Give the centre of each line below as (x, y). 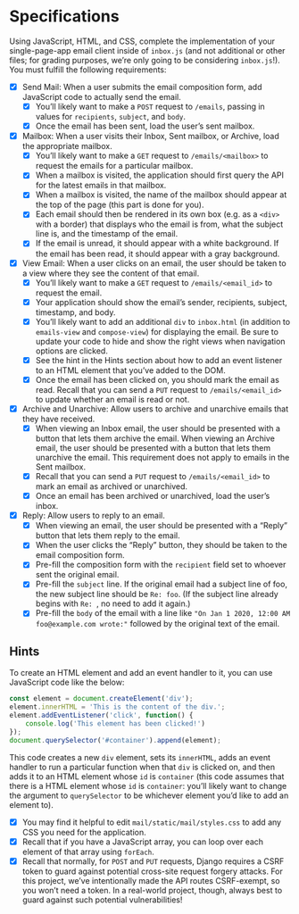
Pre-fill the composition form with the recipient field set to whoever (161, 565)
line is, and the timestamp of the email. (107, 234)
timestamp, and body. (75, 312)
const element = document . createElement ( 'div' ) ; (101, 699)
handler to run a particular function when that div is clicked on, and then (142, 767)
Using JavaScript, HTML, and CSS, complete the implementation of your (142, 41)
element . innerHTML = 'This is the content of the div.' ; (117, 707)
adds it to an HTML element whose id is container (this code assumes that (147, 776)
